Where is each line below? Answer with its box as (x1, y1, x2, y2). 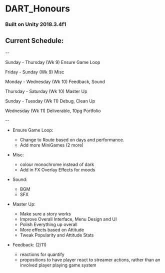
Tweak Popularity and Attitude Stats (19, 232, 94, 238)
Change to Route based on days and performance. (19, 136, 124, 142)
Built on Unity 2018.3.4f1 (5, 21, 66, 28)
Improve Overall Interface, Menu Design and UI (19, 216, 117, 222)
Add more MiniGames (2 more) (19, 142, 84, 148)
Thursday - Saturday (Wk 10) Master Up (5, 88, 87, 94)
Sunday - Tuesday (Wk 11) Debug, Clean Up (5, 98, 95, 104)
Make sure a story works (19, 210, 71, 216)
